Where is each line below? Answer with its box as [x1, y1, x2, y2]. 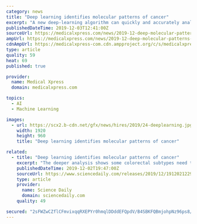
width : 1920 [16, 127, 46, 134]
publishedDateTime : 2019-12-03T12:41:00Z [6, 25, 109, 31]
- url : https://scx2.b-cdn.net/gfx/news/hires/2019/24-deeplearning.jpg [11, 122, 193, 128]
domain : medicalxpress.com [11, 84, 77, 91]
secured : [6, 209, 28, 215]
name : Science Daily [21, 187, 72, 194]
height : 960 [16, 133, 46, 139]
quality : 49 [16, 198, 46, 204]
